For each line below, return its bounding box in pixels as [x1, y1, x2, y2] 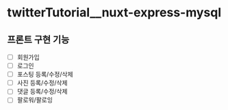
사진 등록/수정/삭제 [16, 79, 68, 87]
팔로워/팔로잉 [16, 96, 53, 104]
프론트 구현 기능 [7, 33, 70, 45]
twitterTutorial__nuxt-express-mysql [7, 5, 222, 20]
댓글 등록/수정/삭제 [16, 87, 68, 96]
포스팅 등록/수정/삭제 [16, 70, 73, 79]
